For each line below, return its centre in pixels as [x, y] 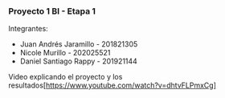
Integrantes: [28, 29]
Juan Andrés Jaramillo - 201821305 [79, 44]
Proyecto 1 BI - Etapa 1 [52, 11]
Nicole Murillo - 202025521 [65, 53]
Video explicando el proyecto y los [65, 77]
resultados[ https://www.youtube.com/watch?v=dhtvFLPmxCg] [112, 85]
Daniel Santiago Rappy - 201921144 [79, 61]
